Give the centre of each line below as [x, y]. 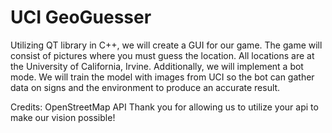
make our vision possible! [63, 117]
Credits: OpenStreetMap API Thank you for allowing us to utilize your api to [164, 107]
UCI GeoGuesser [81, 17]
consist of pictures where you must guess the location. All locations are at [162, 55]
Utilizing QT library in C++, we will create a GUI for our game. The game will [166, 45]
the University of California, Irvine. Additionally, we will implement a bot [157, 66]
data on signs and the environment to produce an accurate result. [145, 87]
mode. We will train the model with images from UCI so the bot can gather [162, 77]
